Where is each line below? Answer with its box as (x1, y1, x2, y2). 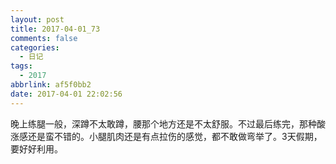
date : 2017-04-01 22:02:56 (10, 89, 123, 99)
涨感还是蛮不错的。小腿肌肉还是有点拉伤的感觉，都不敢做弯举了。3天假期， (10, 130, 323, 142)
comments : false (10, 33, 78, 43)
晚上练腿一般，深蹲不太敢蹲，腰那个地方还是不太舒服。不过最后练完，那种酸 (10, 117, 326, 130)
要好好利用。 (10, 142, 63, 155)
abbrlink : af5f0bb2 (10, 80, 92, 90)
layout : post (10, 14, 65, 25)
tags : (10, 61, 33, 71)
